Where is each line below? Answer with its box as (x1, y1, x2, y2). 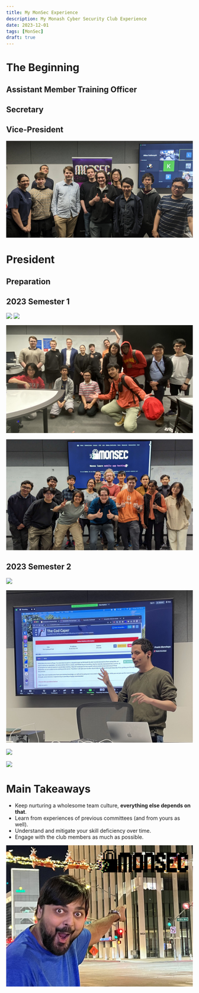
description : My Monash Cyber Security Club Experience (6, 15, 147, 22)
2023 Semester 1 (6, 297, 70, 307)
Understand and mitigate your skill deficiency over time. (14, 827, 152, 834)
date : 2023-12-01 (6, 22, 49, 28)
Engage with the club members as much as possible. (14, 833, 144, 841)
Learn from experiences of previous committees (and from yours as (14, 814, 181, 822)
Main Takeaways (6, 782, 91, 796)
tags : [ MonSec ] (6, 28, 44, 34)
